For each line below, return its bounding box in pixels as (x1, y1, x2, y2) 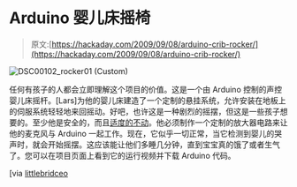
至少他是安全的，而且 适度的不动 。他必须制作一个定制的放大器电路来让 (32, 116, 288, 128)
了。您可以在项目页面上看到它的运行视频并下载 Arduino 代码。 (9, 150, 236, 161)
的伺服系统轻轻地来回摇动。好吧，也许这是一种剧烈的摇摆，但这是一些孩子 (9, 106, 280, 116)
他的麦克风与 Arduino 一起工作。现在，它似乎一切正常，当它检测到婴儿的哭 (9, 128, 283, 138)
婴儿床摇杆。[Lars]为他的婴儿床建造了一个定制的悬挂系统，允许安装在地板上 (9, 94, 286, 106)
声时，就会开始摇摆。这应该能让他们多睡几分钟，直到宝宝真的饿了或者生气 (9, 138, 280, 150)
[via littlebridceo (9, 168, 69, 178)
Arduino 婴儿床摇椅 (9, 8, 151, 28)
